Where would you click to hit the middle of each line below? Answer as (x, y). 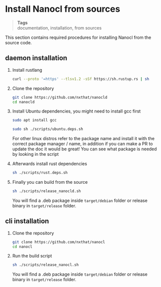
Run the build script (32, 256)
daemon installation (36, 58)
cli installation (27, 221)
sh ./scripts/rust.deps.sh (40, 173)
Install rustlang (27, 70)
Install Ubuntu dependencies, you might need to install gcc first (77, 111)
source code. (18, 42)
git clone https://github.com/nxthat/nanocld (60, 97)
